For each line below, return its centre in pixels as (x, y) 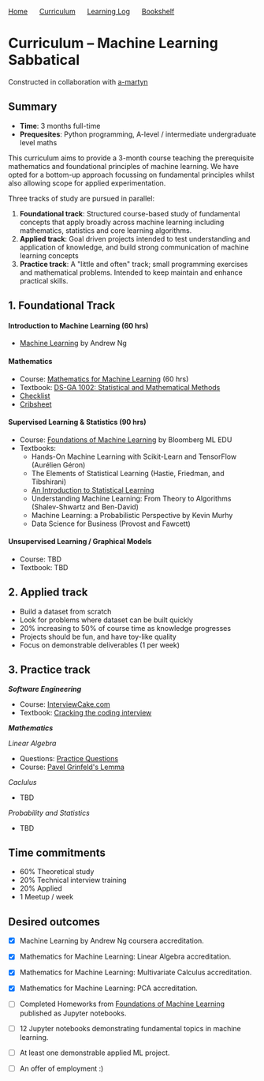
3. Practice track (49, 670)
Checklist (35, 396)
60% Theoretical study (57, 872)
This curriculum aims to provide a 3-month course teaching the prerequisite (131, 158)
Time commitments (57, 852)
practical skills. (44, 280)
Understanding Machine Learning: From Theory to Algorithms (131, 498)
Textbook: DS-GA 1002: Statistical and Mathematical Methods (120, 387)
